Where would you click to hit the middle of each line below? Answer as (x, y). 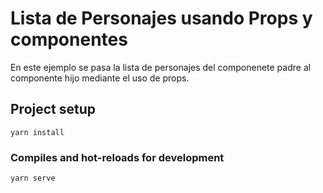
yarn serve (33, 178)
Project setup (53, 109)
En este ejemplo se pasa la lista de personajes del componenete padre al (161, 67)
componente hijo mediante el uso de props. (100, 78)
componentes (69, 39)
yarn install (37, 132)
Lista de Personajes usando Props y (161, 18)
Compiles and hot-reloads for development (117, 157)
